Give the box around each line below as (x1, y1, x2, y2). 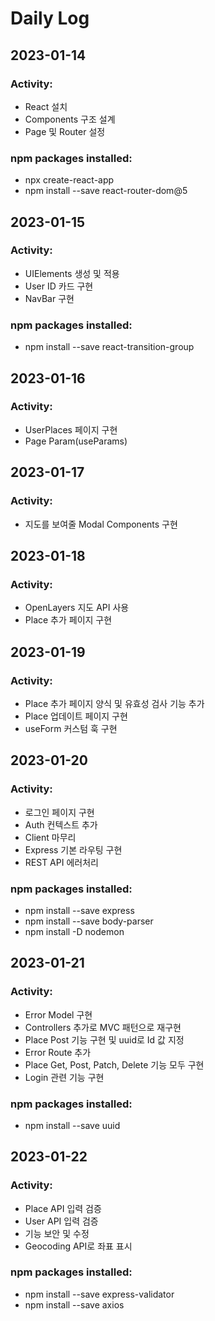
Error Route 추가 (24, 1046, 92, 1058)
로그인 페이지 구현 (24, 806, 95, 818)
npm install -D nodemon (24, 925, 125, 937)
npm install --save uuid (24, 1119, 121, 1131)
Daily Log (10, 7, 90, 30)
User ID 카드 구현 (24, 280, 94, 292)
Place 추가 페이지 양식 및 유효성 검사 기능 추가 (24, 697, 205, 709)
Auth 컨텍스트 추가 (24, 818, 98, 831)
